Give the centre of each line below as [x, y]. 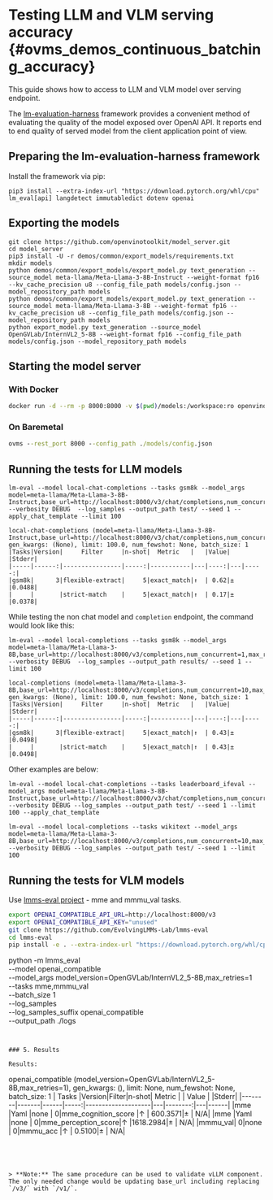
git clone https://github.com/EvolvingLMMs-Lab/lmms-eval [108, 930]
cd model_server [36, 249]
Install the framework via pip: [57, 176]
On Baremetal [36, 427]
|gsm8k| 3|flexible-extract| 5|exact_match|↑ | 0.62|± [121, 580]
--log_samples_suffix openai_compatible [76, 1012]
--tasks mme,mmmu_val [49, 986]
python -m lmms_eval [45, 960]
